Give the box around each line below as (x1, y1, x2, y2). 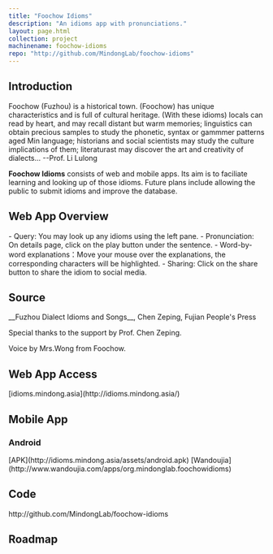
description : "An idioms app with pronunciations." (8, 19, 187, 28)
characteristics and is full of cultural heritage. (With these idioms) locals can (8, 110, 263, 119)
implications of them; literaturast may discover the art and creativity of (8, 144, 244, 154)
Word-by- (219, 240, 253, 249)
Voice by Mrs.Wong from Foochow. (8, 344, 126, 353)
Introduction (8, 80, 73, 93)
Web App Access (8, 367, 97, 381)
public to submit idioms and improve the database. (8, 186, 178, 196)
